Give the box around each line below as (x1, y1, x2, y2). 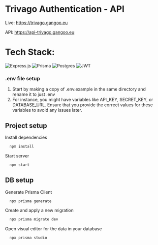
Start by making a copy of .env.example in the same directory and (12, 86, 146, 92)
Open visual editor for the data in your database (5, 226, 102, 232)
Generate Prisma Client (5, 189, 52, 195)
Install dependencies (5, 134, 48, 140)
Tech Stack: (5, 47, 55, 58)
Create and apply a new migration (5, 208, 74, 214)
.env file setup (5, 75, 40, 82)
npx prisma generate (9, 198, 52, 204)
